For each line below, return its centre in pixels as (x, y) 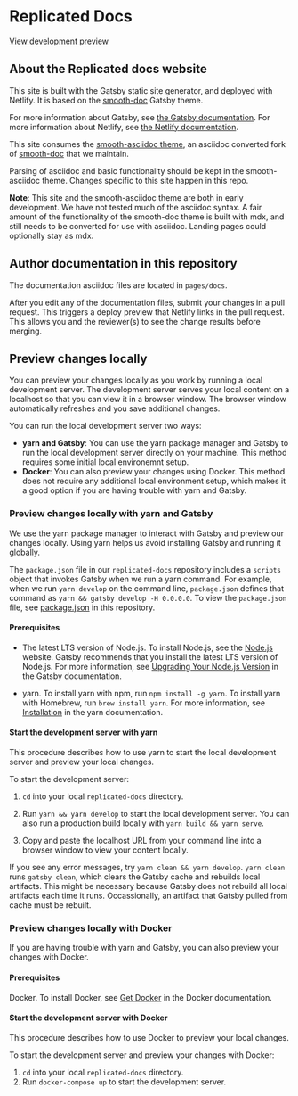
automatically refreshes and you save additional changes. (115, 408)
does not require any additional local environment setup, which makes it (154, 481)
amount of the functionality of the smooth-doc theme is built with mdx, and (147, 217)
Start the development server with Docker (89, 1018)
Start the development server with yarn (84, 732)
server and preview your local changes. (81, 762)
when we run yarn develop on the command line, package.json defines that (147, 588)
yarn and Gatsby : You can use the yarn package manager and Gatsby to (155, 443)
